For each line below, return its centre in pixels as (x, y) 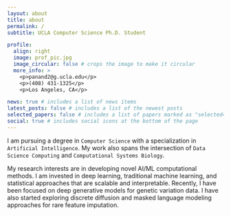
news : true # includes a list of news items (72, 102)
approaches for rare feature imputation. (63, 205)
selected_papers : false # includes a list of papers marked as (100, 115)
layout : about (27, 13)
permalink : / (26, 26)
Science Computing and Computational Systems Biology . (86, 155)
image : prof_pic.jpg (43, 58)
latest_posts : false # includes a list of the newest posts (95, 108)
